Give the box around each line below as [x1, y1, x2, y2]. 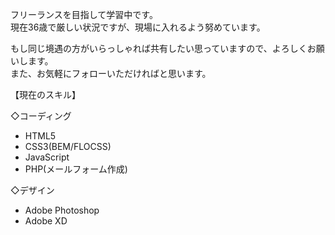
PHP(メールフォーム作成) [24, 163, 128, 175]
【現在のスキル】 [10, 89, 81, 100]
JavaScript [24, 151, 70, 163]
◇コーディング [10, 110, 72, 122]
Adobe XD [24, 215, 68, 227]
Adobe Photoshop [24, 204, 100, 216]
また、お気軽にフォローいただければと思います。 [10, 68, 212, 79]
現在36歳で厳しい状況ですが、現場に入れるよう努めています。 [10, 21, 266, 33]
